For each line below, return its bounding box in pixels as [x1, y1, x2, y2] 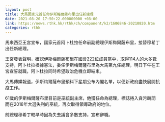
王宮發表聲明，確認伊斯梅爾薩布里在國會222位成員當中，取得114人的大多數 [5, 56, 157, 62]
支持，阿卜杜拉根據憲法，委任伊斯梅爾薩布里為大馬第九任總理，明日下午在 [5, 62, 156, 68]
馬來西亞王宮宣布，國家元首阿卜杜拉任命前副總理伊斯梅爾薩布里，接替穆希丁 [5, 40, 160, 46]
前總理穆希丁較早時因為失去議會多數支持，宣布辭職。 [5, 112, 113, 118]
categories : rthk [5, 25, 41, 30]
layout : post [5, 7, 32, 12]
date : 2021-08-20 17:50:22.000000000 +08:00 [5, 16, 98, 21]
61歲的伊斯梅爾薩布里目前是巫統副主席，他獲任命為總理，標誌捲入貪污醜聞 [5, 95, 156, 101]
